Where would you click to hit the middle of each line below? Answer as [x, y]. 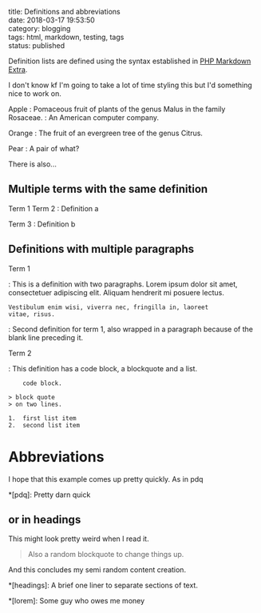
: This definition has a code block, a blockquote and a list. [103, 368]
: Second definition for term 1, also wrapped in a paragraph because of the [131, 329]
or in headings [45, 519]
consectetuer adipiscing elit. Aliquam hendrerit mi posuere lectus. [117, 292]
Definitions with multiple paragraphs [101, 249]
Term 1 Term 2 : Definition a [53, 208]
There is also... [33, 164]
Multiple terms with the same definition [108, 189]
